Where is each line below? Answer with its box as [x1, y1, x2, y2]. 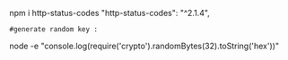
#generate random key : [9, 25, 99, 34]
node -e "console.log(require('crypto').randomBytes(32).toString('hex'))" [9, 40, 280, 51]
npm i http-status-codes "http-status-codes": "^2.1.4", [9, 8, 211, 18]
